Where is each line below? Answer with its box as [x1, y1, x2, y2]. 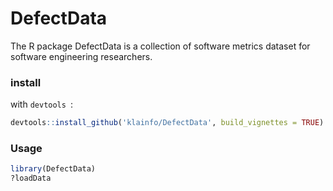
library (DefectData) [10, 164, 97, 174]
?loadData [10, 173, 52, 184]
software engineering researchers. [10, 50, 153, 62]
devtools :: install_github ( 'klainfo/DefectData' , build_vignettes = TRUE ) [10, 118, 325, 128]
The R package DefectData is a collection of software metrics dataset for [10, 40, 311, 52]
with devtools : [10, 98, 74, 111]
